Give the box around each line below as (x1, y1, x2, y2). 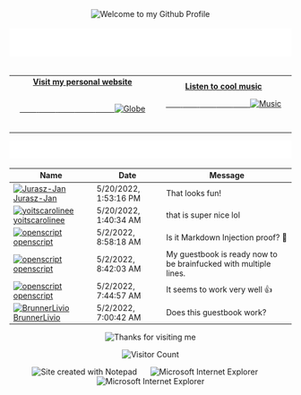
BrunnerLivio (13, 312, 61, 322)
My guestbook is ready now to (166, 249, 278, 260)
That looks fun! (166, 188, 222, 198)
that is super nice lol (166, 210, 240, 220)
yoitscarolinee (13, 214, 65, 225)
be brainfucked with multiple (166, 259, 271, 270)
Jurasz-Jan (13, 193, 57, 203)
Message (209, 170, 245, 181)
